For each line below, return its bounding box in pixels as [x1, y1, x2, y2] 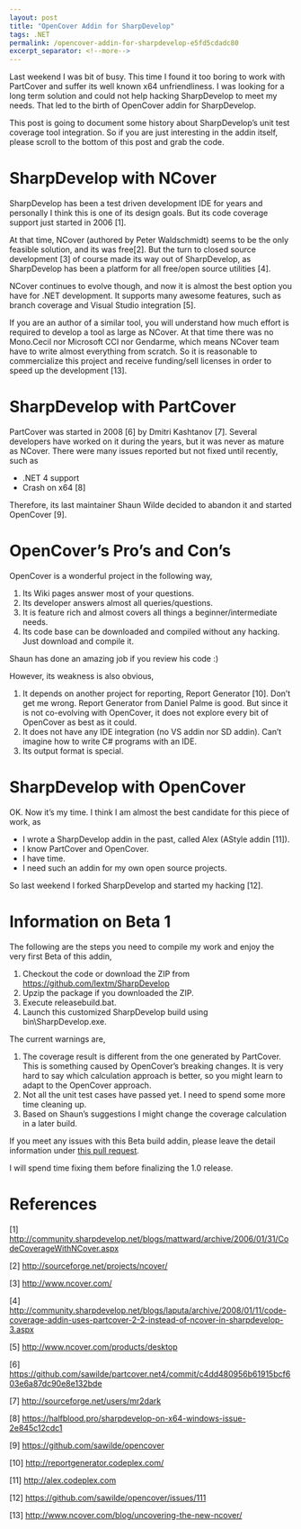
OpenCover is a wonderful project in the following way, [9, 570, 213, 581]
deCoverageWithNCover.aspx [9, 1243, 120, 1253]
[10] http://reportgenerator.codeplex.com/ [9, 1457, 164, 1468]
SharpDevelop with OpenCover [9, 777, 246, 798]
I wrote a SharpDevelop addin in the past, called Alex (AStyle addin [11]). [22, 834, 290, 845]
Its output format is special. [22, 745, 124, 756]
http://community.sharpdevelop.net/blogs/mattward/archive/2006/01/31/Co [9, 1233, 289, 1244]
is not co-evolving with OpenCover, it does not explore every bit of [22, 707, 270, 718]
